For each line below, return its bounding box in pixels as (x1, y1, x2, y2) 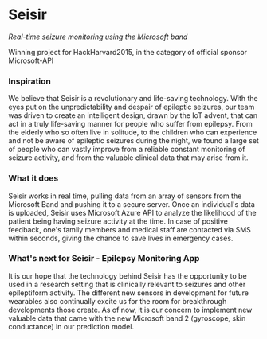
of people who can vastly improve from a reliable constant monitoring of (8, 145, 245, 154)
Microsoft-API (8, 56, 54, 65)
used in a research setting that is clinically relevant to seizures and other (8, 279, 246, 289)
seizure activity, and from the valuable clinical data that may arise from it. (8, 153, 249, 162)
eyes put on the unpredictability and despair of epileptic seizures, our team (8, 102, 255, 112)
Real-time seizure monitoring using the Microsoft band (8, 32, 188, 41)
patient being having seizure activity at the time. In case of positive (8, 216, 229, 226)
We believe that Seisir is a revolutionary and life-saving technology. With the (8, 94, 258, 103)
